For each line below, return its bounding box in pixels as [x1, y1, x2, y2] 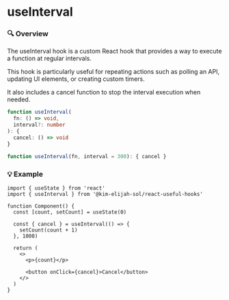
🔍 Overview [7, 29, 49, 38]
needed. [7, 95, 31, 103]
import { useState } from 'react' [7, 184, 106, 192]
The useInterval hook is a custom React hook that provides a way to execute [7, 47, 222, 55]
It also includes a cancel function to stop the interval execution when [7, 88, 201, 97]
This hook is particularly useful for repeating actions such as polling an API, [7, 68, 220, 76]
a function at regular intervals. [7, 54, 92, 62]
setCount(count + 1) [19, 227, 78, 234]
